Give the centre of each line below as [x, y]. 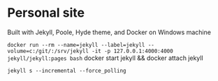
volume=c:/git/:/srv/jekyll [48, 51]
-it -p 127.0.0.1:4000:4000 [132, 51]
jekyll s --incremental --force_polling [67, 71]
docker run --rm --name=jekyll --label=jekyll [76, 45]
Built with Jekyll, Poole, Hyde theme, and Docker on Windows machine [109, 32]
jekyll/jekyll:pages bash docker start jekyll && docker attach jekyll [106, 58]
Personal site [46, 13]
